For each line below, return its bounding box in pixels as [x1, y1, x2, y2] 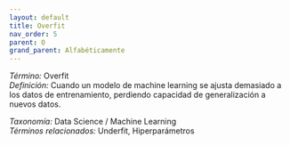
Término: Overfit [9, 70, 69, 81]
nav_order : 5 [9, 29, 58, 38]
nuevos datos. [9, 99, 61, 109]
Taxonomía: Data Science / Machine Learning [9, 117, 177, 127]
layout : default [9, 12, 69, 22]
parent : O [9, 37, 46, 47]
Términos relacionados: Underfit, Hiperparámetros [9, 125, 195, 136]
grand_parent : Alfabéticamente [9, 46, 125, 55]
